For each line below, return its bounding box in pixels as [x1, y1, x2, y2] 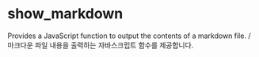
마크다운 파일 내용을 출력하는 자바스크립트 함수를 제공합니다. [7, 40, 194, 50]
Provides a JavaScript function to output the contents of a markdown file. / [7, 31, 251, 40]
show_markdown [7, 5, 124, 23]
